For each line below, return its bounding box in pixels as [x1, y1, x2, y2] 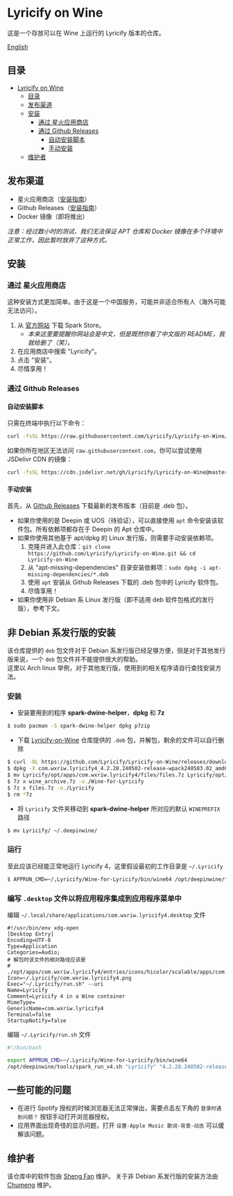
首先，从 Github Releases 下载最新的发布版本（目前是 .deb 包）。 [7, 502, 192, 510]
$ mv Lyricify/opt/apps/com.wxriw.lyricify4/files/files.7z [7, 772, 185, 779]
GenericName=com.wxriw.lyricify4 [7, 1005, 104, 1012]
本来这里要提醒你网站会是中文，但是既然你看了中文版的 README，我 [27, 330, 225, 338]
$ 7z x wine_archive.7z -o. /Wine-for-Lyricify [7, 778, 144, 785]
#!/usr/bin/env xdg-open [7, 924, 79, 932]
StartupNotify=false [7, 1017, 67, 1024]
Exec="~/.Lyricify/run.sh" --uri [7, 980, 104, 987]
